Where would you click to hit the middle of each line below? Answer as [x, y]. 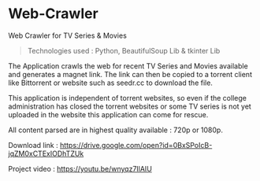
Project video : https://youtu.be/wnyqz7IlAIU [80, 168]
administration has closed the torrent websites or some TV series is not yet [130, 106]
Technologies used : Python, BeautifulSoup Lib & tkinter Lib [124, 50]
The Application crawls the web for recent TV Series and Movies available [128, 66]
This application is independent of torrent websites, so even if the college [127, 98]
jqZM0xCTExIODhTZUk [46, 153]
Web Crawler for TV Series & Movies [68, 35]
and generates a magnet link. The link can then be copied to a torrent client [130, 74]
